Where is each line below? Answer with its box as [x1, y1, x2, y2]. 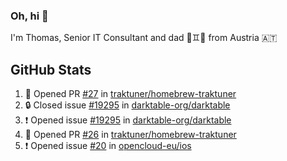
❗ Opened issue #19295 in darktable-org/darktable [24, 114, 232, 126]
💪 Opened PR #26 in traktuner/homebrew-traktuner [24, 129, 237, 141]
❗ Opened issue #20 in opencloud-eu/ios [24, 140, 192, 152]
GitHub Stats [10, 61, 92, 78]
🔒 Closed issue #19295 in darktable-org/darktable [24, 99, 231, 111]
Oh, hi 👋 [10, 9, 49, 23]
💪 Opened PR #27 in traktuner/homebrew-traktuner [24, 88, 237, 100]
